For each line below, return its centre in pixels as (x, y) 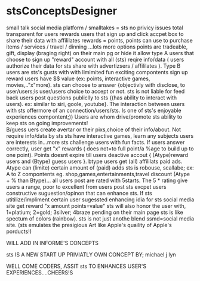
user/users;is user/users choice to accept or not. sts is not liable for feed (96, 91)
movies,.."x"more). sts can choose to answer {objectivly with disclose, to (96, 84)
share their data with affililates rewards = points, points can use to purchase (99, 40)
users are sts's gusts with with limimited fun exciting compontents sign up (97, 72)
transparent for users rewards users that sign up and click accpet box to (95, 34)
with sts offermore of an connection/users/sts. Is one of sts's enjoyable (94, 110)
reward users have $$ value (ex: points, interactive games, (78, 78)
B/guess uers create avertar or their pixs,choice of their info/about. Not (93, 129)
